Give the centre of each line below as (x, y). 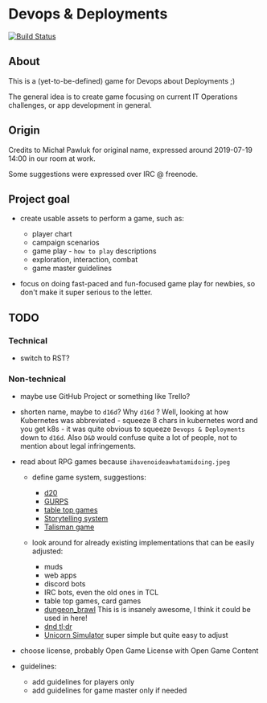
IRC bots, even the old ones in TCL (101, 593)
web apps (60, 575)
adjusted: (47, 551)
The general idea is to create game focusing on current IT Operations (123, 97)
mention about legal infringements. (78, 446)
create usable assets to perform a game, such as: (102, 219)
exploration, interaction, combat (85, 260)
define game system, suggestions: (89, 477)
